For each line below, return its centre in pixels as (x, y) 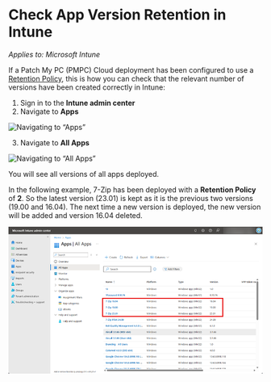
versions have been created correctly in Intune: (87, 87)
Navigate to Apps (49, 111)
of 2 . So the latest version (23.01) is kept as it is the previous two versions (131, 198)
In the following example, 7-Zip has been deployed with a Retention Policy (132, 189)
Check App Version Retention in (117, 15)
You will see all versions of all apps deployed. (84, 174)
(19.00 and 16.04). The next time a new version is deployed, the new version (135, 207)
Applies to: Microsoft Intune (54, 54)
